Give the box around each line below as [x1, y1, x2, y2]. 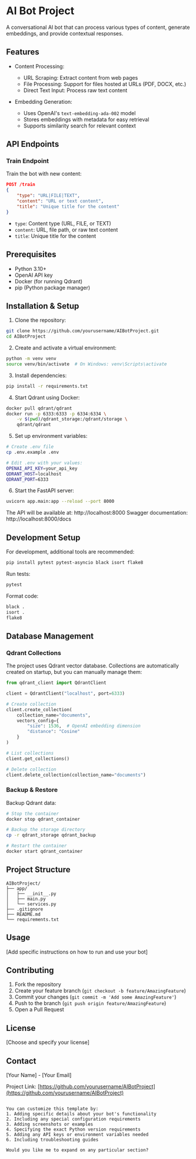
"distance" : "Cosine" [27, 729, 81, 735]
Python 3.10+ [14, 265, 47, 272]
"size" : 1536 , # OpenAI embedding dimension [27, 723, 141, 729]
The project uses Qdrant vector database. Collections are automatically [6, 662, 179, 669]
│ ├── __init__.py [6, 890, 57, 896]
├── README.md [6, 911, 41, 917]
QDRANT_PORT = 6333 [6, 476, 49, 482]
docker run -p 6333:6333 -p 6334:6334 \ [6, 411, 107, 417]
